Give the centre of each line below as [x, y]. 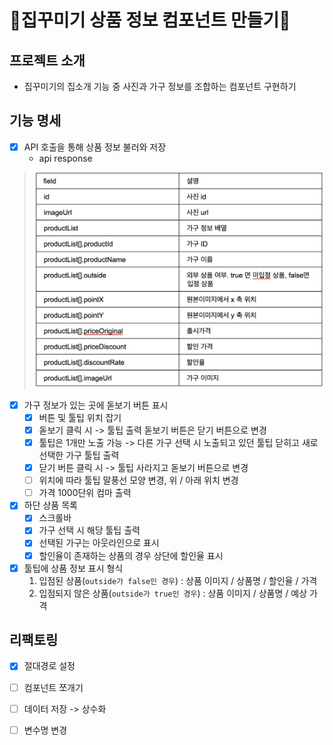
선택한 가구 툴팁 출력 [79, 455]
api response [65, 158]
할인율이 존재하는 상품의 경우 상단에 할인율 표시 [131, 555]
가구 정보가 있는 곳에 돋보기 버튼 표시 [96, 405]
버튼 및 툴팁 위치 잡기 [80, 417]
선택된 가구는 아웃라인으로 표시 [99, 543]
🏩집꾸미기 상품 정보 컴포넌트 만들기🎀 [150, 20]
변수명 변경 [45, 730]
